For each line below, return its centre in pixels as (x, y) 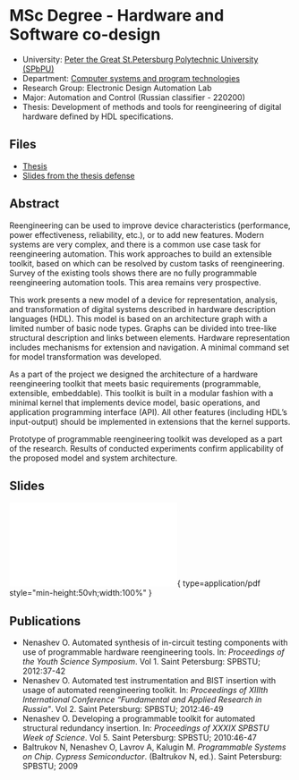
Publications (45, 621)
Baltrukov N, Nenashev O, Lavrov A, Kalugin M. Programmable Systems (154, 747)
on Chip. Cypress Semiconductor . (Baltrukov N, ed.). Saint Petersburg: (152, 757)
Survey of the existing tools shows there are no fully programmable (133, 273)
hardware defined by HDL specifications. (98, 116)
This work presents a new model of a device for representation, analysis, (144, 300)
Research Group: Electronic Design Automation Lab (117, 88)
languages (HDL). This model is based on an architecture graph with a (138, 318)
